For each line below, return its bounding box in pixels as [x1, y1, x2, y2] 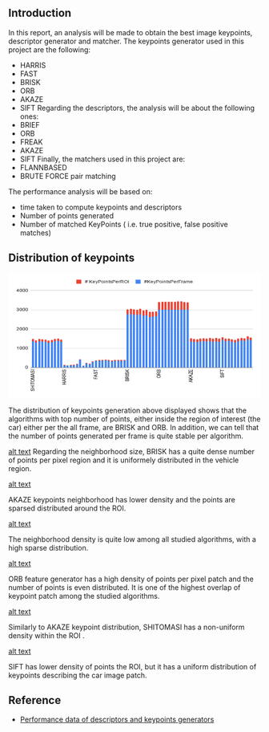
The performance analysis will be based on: [8, 186, 153, 196]
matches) [19, 228, 52, 238]
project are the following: [8, 44, 90, 55]
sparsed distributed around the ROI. [8, 503, 126, 513]
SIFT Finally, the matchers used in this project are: [19, 154, 186, 164]
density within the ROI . [8, 630, 86, 640]
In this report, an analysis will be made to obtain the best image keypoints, [8, 27, 253, 37]
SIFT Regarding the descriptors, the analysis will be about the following [19, 103, 255, 112]
